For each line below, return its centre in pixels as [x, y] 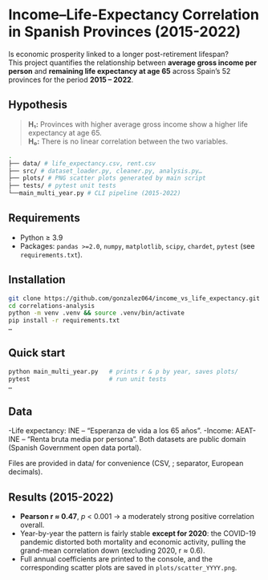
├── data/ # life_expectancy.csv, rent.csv [82, 163]
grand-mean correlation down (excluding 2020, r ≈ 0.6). [113, 550]
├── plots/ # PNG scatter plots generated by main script [107, 178]
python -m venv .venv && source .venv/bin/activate [96, 313]
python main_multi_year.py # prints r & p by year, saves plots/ [124, 371]
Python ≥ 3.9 [41, 237]
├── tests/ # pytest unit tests [62, 186]
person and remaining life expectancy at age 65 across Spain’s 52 [120, 71]
